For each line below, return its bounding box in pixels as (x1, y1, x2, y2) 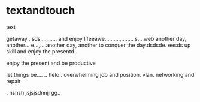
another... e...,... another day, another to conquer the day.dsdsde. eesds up (6, 41, 191, 49)
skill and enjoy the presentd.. (6, 47, 78, 55)
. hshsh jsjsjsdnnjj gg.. (6, 89, 61, 96)
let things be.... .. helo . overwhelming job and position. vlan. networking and (6, 71, 195, 78)
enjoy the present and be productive (6, 59, 96, 67)
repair (6, 77, 21, 85)
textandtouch (6, 4, 75, 17)
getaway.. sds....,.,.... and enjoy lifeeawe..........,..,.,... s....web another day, (6, 35, 187, 42)
